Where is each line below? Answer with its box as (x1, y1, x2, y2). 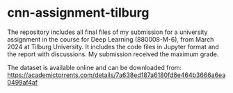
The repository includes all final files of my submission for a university (7, 28, 208, 36)
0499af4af (7, 78, 38, 86)
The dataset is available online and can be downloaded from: (7, 63, 182, 71)
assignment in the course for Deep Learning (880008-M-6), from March (7, 35, 214, 43)
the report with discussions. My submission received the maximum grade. (7, 50, 219, 58)
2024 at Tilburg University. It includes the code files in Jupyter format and (7, 42, 219, 51)
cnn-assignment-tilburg (7, 5, 150, 21)
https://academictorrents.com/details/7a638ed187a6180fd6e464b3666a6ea (7, 71, 226, 79)
